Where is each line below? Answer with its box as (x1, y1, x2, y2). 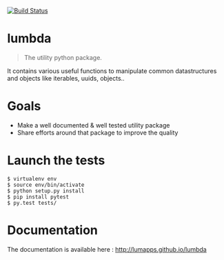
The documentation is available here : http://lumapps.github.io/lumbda (7, 245, 207, 253)
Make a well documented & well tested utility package (17, 121, 170, 129)
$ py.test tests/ (7, 199, 57, 206)
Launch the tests (7, 152, 105, 168)
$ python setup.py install (7, 187, 85, 194)
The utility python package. (23, 53, 102, 61)
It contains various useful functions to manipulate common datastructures (7, 66, 217, 75)
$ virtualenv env (7, 175, 57, 182)
